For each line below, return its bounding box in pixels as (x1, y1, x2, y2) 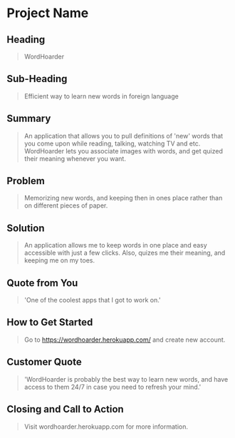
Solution (6, 222, 45, 234)
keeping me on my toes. (23, 256, 95, 265)
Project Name (6, 5, 89, 21)
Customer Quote (6, 356, 83, 368)
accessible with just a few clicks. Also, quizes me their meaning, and (23, 248, 226, 258)
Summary (6, 113, 51, 125)
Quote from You (6, 277, 78, 289)
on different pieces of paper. (23, 201, 108, 210)
